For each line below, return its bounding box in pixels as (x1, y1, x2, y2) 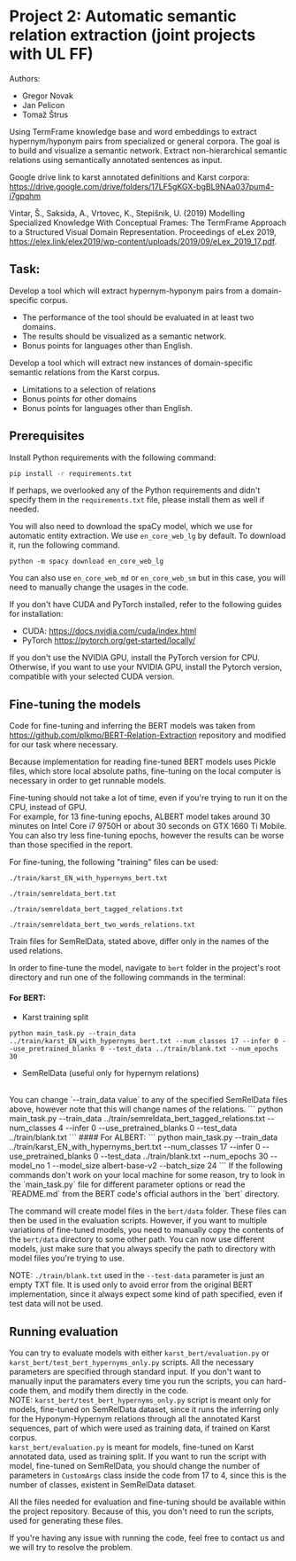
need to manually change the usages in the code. (9, 582, 189, 593)
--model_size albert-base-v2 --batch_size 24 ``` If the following (51, 1160, 283, 1171)
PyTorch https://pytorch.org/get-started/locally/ (21, 636, 196, 646)
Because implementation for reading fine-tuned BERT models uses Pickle (9, 756, 277, 768)
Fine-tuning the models (9, 697, 141, 712)
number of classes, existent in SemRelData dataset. (9, 1479, 197, 1490)
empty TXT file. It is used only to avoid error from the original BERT (9, 1279, 254, 1291)
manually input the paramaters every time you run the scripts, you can (9, 1376, 265, 1386)
